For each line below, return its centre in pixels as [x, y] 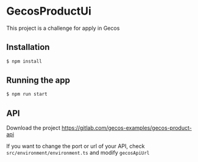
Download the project [34, 128]
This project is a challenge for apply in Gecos [63, 28]
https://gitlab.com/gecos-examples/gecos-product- [127, 128]
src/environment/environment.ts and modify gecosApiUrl [78, 153]
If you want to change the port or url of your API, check [76, 146]
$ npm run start [27, 94]
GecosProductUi [49, 11]
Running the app [38, 80]
